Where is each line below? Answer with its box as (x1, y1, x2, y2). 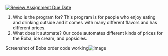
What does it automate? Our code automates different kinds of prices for (12, 30, 163, 36)
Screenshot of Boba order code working (5, 45, 89, 51)
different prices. (12, 25, 46, 31)
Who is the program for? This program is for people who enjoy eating (12, 14, 156, 20)
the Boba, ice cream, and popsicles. (12, 35, 87, 41)
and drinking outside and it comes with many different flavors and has (12, 20, 157, 25)
